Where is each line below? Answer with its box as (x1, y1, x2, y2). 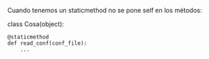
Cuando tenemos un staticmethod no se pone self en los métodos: (7, 6, 203, 14)
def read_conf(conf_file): (7, 40, 87, 47)
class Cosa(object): (7, 20, 65, 28)
